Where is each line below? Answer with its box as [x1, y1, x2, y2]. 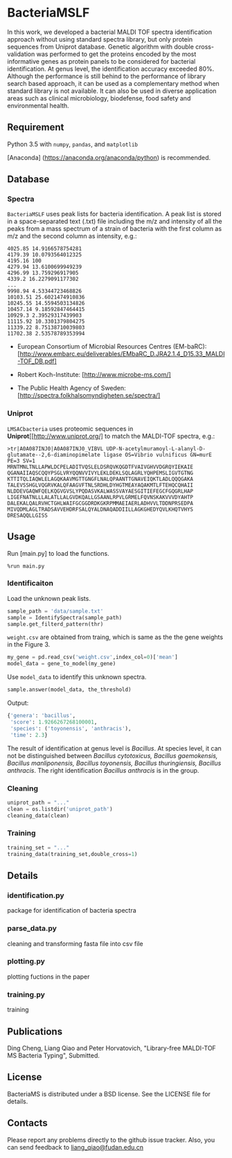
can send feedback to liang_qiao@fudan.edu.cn [7, 1143, 144, 1151]
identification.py [7, 891, 64, 900]
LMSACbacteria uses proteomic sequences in [7, 424, 134, 432]
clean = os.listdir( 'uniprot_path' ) [7, 805, 113, 812]
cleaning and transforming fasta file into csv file [7, 939, 143, 947]
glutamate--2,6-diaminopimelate [7, 451, 100, 458]
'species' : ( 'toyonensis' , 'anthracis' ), [10, 725, 132, 732]
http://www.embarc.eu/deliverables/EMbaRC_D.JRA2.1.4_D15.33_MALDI [19, 350, 225, 358]
